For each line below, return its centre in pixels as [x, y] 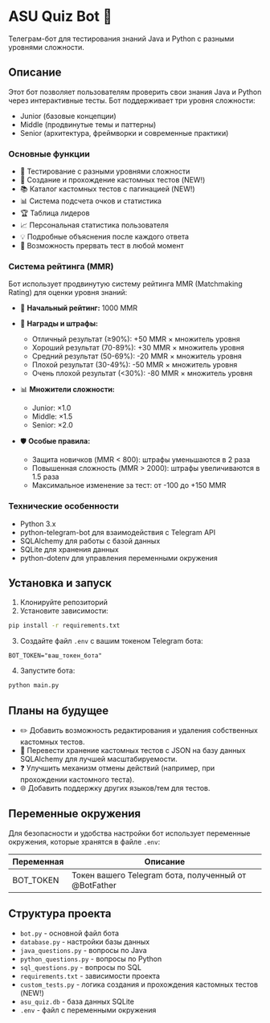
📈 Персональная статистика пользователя [94, 225]
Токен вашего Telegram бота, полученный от [159, 875]
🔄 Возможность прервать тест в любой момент [102, 246]
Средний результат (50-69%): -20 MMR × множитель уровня [137, 356]
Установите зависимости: [64, 611]
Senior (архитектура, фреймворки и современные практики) [124, 133]
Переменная [38, 861]
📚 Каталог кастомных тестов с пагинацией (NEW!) [107, 189]
